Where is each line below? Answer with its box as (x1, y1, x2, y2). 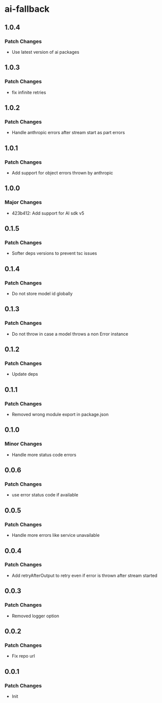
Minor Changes (4, 440, 42, 447)
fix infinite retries (11, 89, 46, 95)
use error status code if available (11, 492, 79, 498)
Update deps (11, 371, 38, 377)
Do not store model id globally (11, 291, 73, 296)
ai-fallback (4, 3, 50, 15)
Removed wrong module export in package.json (11, 412, 109, 418)
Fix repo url (11, 653, 35, 659)
